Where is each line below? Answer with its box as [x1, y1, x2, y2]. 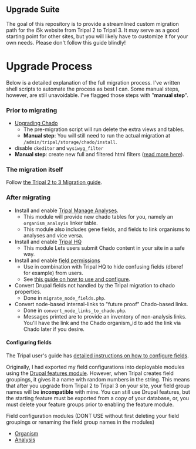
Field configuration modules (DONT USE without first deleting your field [6, 412, 179, 419]
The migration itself [6, 165, 63, 173]
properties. [14, 288, 42, 295]
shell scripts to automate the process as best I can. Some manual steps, [6, 85, 180, 92]
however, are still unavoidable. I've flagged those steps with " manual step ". [6, 91, 189, 99]
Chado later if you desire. [23, 326, 85, 333]
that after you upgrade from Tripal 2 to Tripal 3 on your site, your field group [6, 382, 190, 389]
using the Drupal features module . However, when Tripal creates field [6, 370, 174, 377]
